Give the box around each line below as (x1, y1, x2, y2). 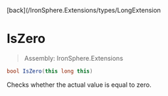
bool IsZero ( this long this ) (6, 67, 93, 75)
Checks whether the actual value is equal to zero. (6, 80, 152, 89)
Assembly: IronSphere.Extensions (23, 54, 124, 62)
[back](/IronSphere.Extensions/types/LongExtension (6, 6, 162, 14)
